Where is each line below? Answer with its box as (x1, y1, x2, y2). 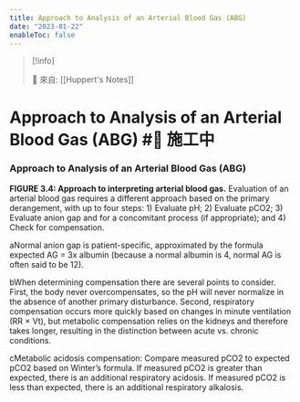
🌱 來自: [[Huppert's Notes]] (31, 74, 134, 85)
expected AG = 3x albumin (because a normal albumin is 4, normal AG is (9, 249, 282, 260)
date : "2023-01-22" (9, 22, 84, 31)
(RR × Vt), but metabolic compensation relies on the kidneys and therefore (9, 315, 289, 326)
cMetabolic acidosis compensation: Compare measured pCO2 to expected (9, 353, 290, 364)
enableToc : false (9, 30, 76, 39)
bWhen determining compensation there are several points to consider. (9, 276, 276, 288)
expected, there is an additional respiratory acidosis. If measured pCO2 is (9, 372, 286, 383)
